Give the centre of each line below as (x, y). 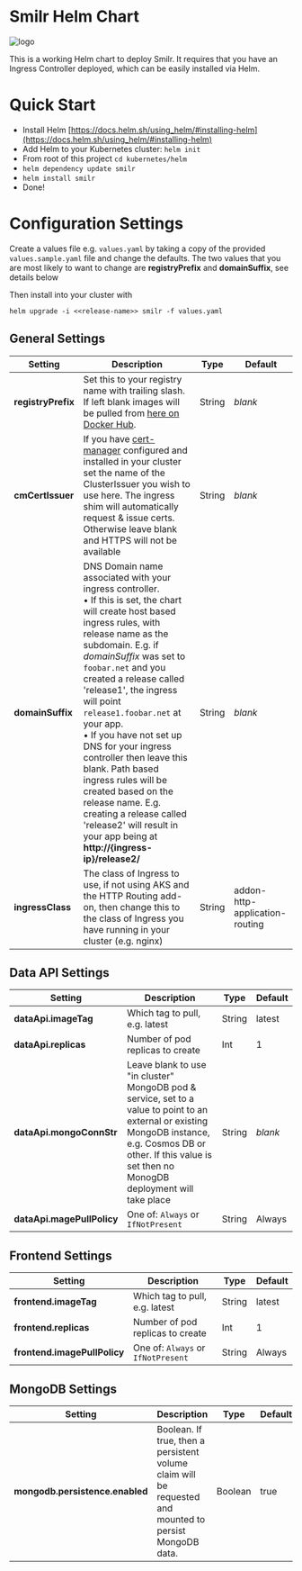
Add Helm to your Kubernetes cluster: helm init (111, 149)
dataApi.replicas (50, 1044)
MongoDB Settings (63, 1389)
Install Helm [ (47, 130)
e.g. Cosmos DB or (167, 1143)
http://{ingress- (118, 847)
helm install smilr (59, 178)
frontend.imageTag (55, 1302)
